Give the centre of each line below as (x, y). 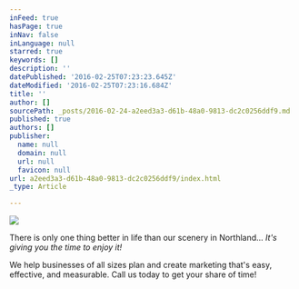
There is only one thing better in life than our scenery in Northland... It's (143, 238)
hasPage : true (36, 26)
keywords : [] (34, 60)
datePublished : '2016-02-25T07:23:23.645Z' (93, 77)
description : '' (40, 69)
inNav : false (34, 35)
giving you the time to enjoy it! (66, 247)
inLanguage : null (42, 43)
